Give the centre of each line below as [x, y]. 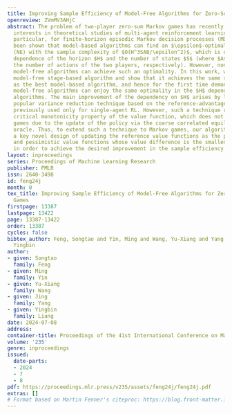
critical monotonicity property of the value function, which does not [119, 116]
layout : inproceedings [40, 155]
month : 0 [20, 188]
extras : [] [23, 393]
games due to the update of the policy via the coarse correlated [111, 123]
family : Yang [32, 303]
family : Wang [32, 290]
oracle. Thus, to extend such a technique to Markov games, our [108, 129]
